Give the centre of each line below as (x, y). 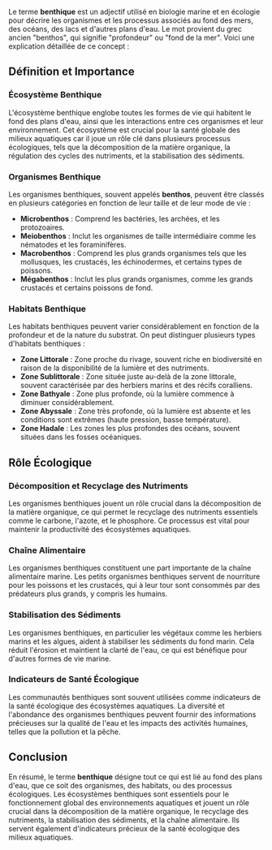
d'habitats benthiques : (47, 343)
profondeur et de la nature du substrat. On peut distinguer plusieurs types (132, 335)
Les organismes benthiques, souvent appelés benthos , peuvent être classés (136, 194)
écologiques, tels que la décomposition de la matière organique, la (119, 147)
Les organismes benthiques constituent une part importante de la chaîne (130, 568)
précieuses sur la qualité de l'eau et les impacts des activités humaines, (128, 723)
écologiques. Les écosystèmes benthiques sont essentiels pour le (119, 794)
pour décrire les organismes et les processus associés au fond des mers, (131, 20)
